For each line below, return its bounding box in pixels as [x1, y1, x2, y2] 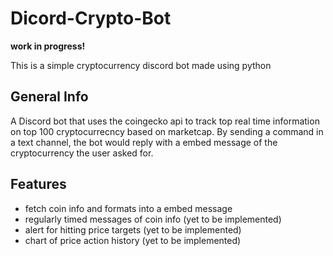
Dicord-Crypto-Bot [10, 7, 172, 30]
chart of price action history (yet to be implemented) [24, 234, 242, 246]
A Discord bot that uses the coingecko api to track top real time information [10, 115, 320, 127]
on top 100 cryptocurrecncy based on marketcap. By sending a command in [10, 125, 324, 137]
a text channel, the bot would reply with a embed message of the [10, 136, 278, 148]
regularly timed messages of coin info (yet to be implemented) [24, 213, 282, 225]
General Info [10, 88, 89, 106]
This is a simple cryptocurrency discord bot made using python [10, 59, 272, 71]
